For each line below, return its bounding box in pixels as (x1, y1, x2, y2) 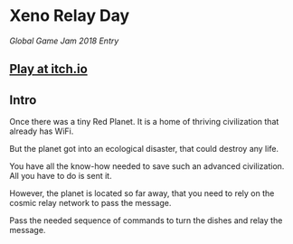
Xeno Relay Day (9, 5, 130, 26)
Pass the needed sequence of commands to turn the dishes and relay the (9, 215, 283, 226)
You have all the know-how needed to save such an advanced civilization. (9, 161, 285, 172)
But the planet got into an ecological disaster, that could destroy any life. (9, 144, 279, 155)
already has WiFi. (9, 126, 74, 136)
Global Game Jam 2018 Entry (9, 35, 119, 46)
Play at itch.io (9, 61, 88, 77)
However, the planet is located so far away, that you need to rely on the (9, 188, 275, 199)
